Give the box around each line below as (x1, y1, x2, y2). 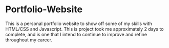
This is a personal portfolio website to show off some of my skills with (5, 20, 152, 27)
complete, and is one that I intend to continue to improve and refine (5, 31, 147, 37)
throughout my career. (5, 37, 53, 43)
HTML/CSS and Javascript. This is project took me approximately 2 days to (5, 26, 164, 32)
